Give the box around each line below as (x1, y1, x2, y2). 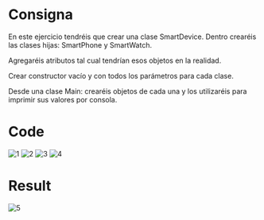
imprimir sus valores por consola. (8, 95, 118, 104)
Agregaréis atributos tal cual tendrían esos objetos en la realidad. (8, 56, 222, 65)
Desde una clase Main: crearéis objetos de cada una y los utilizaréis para (8, 86, 247, 96)
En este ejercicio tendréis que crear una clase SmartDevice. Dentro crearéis (8, 32, 257, 41)
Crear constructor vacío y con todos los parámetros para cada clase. (8, 71, 235, 80)
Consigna (8, 6, 73, 24)
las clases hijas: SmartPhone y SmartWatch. (8, 40, 153, 49)
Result (8, 177, 52, 195)
